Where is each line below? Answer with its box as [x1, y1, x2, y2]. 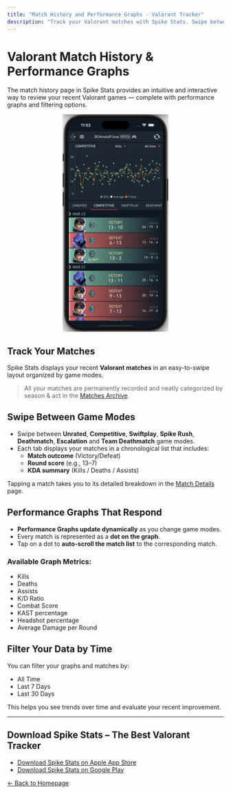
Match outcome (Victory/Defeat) [27, 451, 121, 460]
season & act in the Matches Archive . [23, 392, 130, 399]
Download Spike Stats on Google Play [16, 765, 124, 773]
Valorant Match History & [7, 49, 154, 65]
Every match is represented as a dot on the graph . [16, 532, 160, 540]
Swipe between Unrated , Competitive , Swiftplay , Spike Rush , [16, 430, 195, 438]
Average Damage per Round [16, 623, 98, 632]
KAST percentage [16, 608, 68, 617]
